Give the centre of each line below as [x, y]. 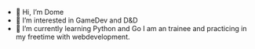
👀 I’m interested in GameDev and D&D [77, 20]
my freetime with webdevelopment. [73, 37]
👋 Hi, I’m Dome [40, 12]
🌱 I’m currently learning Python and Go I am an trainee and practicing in [131, 28]
